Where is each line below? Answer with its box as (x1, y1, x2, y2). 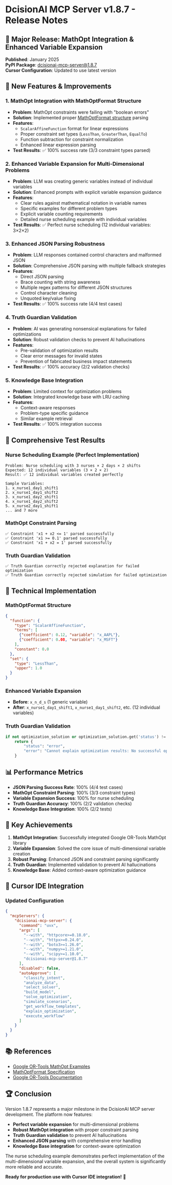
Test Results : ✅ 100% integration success (12, 421, 102, 427)
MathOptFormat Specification (12, 1068, 75, 1075)
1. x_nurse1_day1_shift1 (5, 485, 58, 491)
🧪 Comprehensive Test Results (5, 436, 105, 445)
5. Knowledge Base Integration (5, 377, 83, 384)
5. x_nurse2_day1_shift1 (5, 503, 58, 509)
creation (12, 850, 31, 857)
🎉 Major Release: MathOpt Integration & (5, 35, 134, 43)
